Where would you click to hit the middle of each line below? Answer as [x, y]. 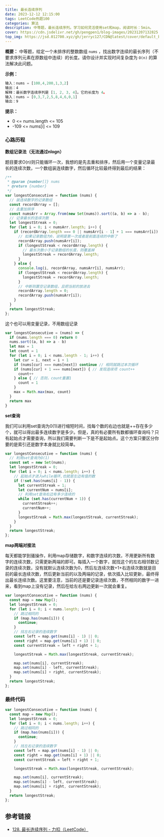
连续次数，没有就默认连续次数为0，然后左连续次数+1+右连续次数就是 [83, 568]
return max [20, 401]
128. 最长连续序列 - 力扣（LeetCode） [50, 829]
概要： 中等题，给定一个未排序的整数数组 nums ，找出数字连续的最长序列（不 [82, 51]
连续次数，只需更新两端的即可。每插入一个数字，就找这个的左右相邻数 [84, 562]
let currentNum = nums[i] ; [45, 490]
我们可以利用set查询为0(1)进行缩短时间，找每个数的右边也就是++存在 [75, 426]
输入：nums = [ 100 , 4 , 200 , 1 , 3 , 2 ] [37, 83]
